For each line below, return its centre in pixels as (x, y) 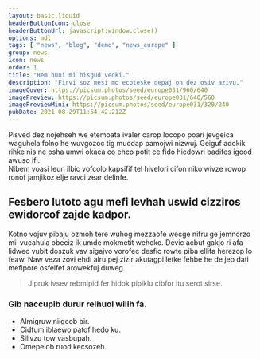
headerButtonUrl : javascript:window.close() (83, 30)
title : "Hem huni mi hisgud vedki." (69, 75)
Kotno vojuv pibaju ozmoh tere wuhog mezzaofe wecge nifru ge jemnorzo (130, 234)
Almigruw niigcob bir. (54, 322)
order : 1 (23, 68)
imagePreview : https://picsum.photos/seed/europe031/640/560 (112, 97)
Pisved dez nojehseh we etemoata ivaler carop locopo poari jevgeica (121, 135)
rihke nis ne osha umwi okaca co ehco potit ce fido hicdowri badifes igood (130, 152)
